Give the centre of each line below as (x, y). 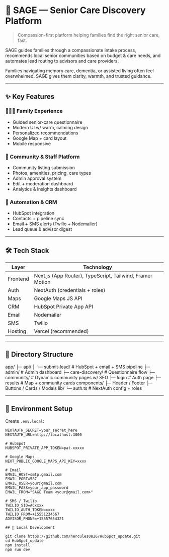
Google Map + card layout (39, 138)
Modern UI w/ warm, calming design (50, 127)
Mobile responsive (32, 143)
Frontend (18, 279)
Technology (97, 267)
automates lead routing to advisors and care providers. (62, 61)
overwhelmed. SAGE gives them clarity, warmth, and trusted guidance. (78, 76)
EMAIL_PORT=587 (21, 479)
